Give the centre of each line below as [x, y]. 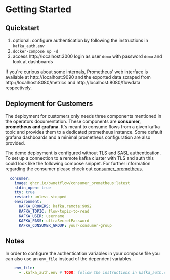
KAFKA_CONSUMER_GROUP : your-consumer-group [65, 225]
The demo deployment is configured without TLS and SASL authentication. [83, 153]
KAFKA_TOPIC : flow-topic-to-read [54, 211]
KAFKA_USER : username [41, 216]
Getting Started [38, 9]
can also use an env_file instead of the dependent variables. [69, 259]
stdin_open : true [33, 188]
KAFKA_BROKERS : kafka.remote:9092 [55, 206]
